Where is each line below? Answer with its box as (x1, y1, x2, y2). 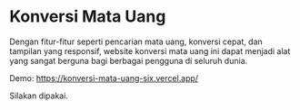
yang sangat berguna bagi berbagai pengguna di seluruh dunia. (9, 55, 248, 66)
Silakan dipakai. (9, 90, 68, 101)
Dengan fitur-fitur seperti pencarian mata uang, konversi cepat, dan (9, 36, 264, 47)
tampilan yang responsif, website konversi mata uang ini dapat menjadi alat (9, 45, 291, 56)
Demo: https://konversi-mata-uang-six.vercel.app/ (9, 72, 198, 83)
